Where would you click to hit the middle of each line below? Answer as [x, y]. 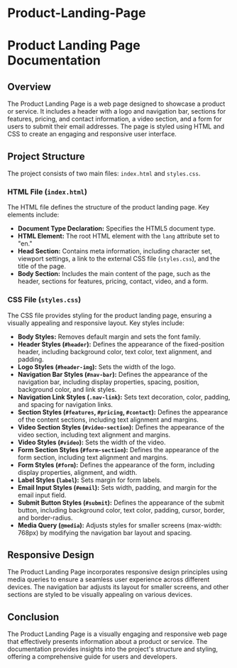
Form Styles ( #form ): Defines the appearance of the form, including [116, 465]
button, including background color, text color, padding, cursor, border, [121, 510]
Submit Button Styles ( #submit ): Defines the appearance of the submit [121, 503]
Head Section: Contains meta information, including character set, [115, 251]
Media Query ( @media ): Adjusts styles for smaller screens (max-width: [120, 525]
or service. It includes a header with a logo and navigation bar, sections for [116, 111]
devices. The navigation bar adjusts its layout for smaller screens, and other [118, 587]
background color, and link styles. [67, 389]
